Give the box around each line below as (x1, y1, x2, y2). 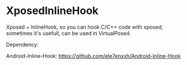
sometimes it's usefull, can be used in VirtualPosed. (6, 29, 131, 36)
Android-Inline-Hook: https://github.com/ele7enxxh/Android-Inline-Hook (6, 52, 181, 59)
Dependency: (6, 41, 39, 48)
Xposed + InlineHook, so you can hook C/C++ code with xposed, (6, 23, 164, 30)
